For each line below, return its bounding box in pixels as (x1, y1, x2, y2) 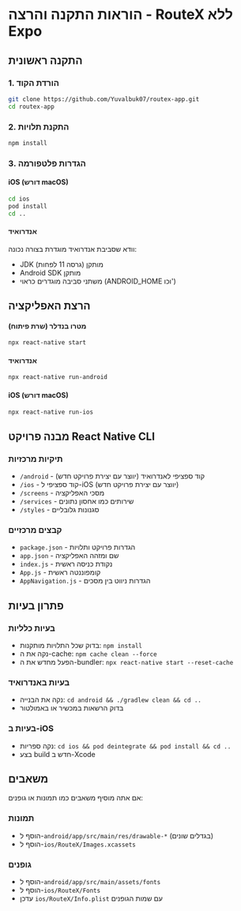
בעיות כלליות (8, 622, 55, 633)
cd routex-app (8, 103, 55, 111)
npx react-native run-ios (8, 408, 93, 416)
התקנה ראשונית (8, 54, 83, 67)
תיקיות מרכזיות (8, 453, 63, 464)
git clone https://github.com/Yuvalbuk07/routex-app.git (8, 95, 200, 103)
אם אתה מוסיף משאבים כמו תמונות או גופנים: (8, 793, 144, 803)
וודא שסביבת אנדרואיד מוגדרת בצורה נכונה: (8, 244, 137, 253)
